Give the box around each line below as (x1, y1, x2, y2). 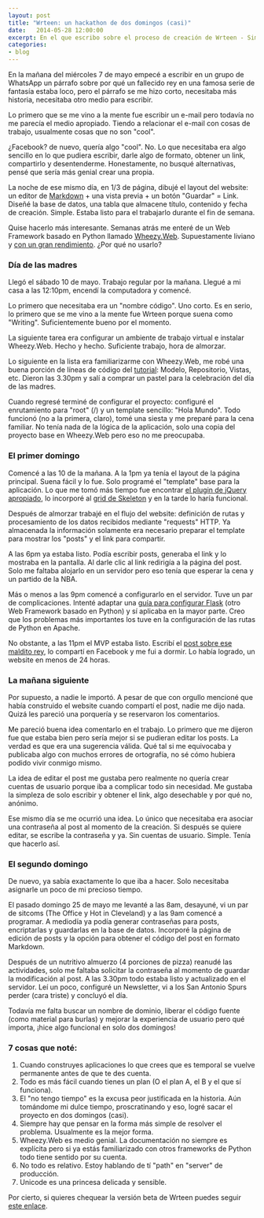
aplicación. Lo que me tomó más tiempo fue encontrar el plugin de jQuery (8, 485, 247, 494)
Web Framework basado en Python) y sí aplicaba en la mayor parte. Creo (8, 606, 245, 616)
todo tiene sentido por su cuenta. (19, 1153, 127, 1162)
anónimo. (8, 798, 38, 808)
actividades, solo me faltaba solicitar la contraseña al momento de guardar (8, 966, 250, 975)
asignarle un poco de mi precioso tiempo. (8, 885, 143, 895)
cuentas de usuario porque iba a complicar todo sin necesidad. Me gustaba (8, 781, 253, 791)
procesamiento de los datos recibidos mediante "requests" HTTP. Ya (8, 517, 231, 527)
